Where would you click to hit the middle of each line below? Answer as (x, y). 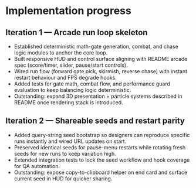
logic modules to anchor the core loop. (61, 53)
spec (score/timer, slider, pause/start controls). (71, 65)
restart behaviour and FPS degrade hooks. (65, 78)
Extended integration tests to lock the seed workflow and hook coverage (102, 160)
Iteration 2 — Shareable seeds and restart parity (95, 121)
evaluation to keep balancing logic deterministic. (72, 90)
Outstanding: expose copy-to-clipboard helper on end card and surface (101, 172)
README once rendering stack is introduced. (69, 102)
